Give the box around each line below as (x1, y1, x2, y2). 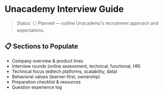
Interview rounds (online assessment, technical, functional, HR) (11, 63, 141, 69)
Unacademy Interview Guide (4, 3, 124, 15)
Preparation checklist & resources (11, 79, 81, 85)
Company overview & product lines (11, 58, 83, 64)
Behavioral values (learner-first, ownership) (11, 73, 101, 80)
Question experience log (11, 84, 62, 90)
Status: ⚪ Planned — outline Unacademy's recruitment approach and (16, 20, 159, 26)
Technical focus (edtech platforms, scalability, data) (11, 68, 118, 74)
